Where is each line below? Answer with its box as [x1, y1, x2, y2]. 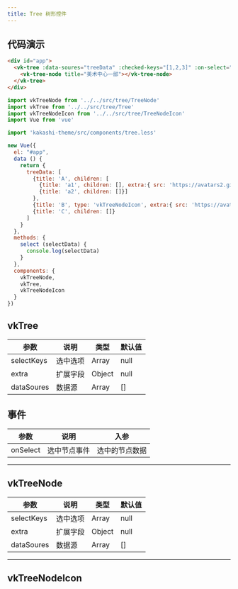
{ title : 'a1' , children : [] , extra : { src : [38, 181, 166, 189]
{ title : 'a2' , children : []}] [38, 189, 129, 196]
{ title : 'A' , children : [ [33, 175, 110, 182]
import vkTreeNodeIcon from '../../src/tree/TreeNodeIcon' [7, 110, 186, 117]
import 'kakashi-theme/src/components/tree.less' [7, 129, 157, 137]
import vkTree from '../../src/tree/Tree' [7, 103, 135, 111]
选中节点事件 [47, 445, 91, 455]
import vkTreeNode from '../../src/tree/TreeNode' [7, 96, 160, 103]
